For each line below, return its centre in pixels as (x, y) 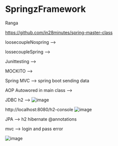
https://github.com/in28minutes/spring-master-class (59, 32)
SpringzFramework (45, 9)
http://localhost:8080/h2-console (39, 109)
